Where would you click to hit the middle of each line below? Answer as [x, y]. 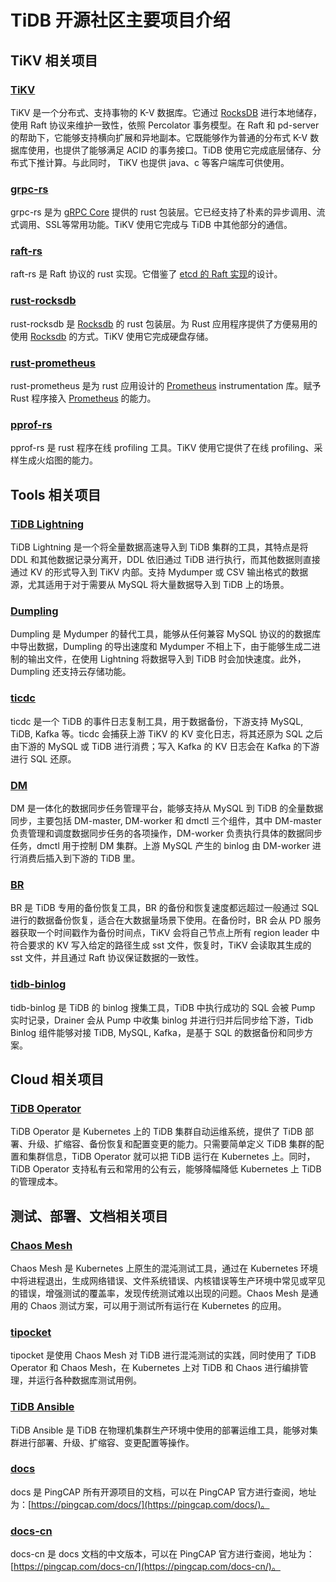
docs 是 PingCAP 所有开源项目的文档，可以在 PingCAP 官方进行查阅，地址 [163, 1492]
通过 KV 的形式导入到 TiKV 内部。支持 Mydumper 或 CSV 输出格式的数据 [159, 572]
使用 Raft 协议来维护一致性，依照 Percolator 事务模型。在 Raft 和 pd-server [165, 125]
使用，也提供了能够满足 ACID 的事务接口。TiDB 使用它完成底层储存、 [170, 150]
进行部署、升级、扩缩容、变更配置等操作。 [106, 1442]
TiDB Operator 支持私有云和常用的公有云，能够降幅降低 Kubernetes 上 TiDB [166, 1169]
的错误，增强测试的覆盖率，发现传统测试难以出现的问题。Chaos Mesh [154, 1293]
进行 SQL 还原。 [43, 758]
